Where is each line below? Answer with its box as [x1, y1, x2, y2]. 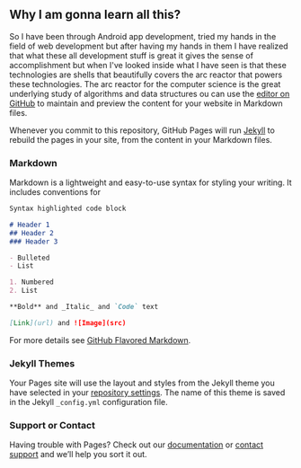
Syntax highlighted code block [9, 204, 127, 214]
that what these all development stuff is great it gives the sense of [9, 49, 254, 61]
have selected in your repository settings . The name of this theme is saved [9, 387, 286, 398]
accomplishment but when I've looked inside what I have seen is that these [9, 59, 288, 70]
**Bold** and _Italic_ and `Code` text [9, 303, 159, 312]
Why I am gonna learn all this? [9, 7, 181, 22]
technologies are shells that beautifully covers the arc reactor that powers [9, 69, 283, 80]
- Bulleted [9, 253, 50, 262]
